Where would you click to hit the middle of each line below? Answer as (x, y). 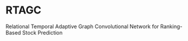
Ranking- (171, 26)
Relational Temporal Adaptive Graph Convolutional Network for (82, 26)
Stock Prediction (42, 32)
